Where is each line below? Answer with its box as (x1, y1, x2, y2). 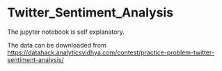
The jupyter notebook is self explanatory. (7, 28, 125, 36)
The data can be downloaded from (7, 41, 106, 49)
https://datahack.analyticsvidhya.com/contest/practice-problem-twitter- (7, 48, 214, 57)
